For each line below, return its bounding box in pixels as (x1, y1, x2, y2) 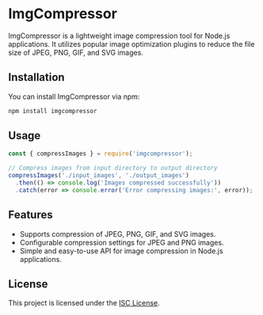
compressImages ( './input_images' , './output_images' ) (8, 172, 190, 180)
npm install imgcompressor (8, 107, 97, 115)
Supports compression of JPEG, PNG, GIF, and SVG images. (19, 229, 216, 238)
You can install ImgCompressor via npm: (8, 92, 140, 101)
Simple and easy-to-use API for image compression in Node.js (19, 246, 223, 256)
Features (8, 208, 53, 222)
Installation (8, 70, 65, 84)
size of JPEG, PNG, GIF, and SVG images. (8, 47, 144, 57)
